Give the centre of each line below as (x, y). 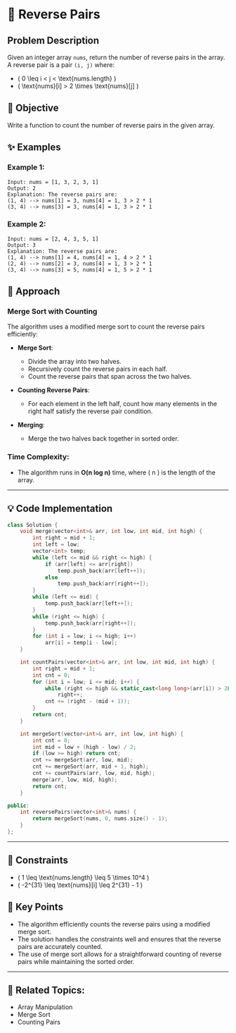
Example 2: (27, 224)
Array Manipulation (45, 1007)
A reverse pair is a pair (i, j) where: (61, 65)
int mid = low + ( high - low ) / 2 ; (85, 747)
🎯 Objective (33, 108)
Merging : (31, 425)
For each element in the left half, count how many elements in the (123, 404)
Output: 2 (22, 188)
